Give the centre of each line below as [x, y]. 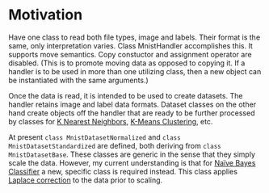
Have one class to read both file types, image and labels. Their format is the [134, 37]
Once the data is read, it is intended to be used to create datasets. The [126, 95]
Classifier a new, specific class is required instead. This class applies [123, 171]
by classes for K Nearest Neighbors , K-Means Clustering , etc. [111, 121]
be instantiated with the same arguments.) [79, 80]
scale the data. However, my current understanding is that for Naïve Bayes [132, 162]
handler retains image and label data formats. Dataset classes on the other [132, 104]
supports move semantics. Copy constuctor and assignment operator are [130, 54]
